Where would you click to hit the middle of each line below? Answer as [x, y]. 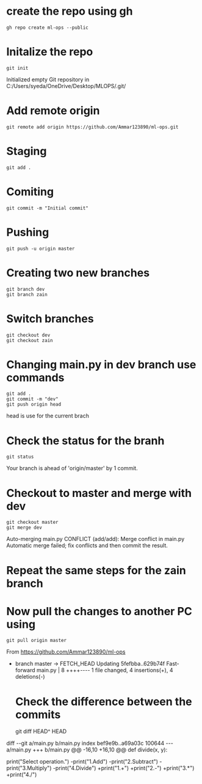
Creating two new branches [78, 273]
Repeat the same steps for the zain [96, 570]
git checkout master [33, 522]
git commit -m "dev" [33, 399]
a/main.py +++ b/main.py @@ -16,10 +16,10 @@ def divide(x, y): [87, 750]
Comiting [30, 192]
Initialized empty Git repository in [48, 79]
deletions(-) [30, 677]
